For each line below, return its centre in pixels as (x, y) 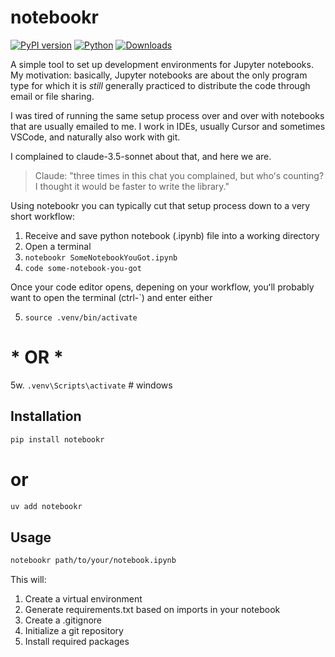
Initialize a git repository (74, 631)
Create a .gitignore (63, 620)
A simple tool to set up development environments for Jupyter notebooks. (162, 64)
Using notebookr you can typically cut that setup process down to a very (160, 205)
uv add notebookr (46, 506)
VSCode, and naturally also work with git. (95, 137)
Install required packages (77, 642)
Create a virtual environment (83, 599)
